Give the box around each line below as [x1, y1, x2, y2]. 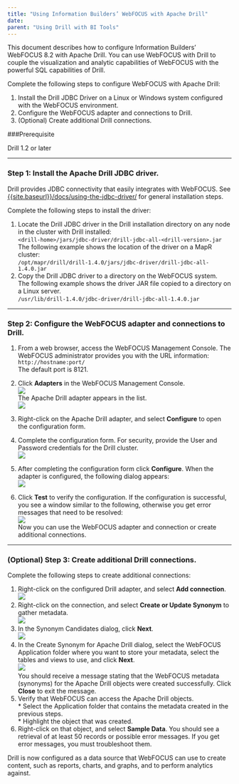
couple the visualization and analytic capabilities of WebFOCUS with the [7, 58, 219, 67]
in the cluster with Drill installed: [17, 227, 112, 236]
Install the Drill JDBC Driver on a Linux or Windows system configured [17, 93, 223, 102]
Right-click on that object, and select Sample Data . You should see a [17, 725, 220, 733]
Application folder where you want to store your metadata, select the [17, 648, 219, 656]
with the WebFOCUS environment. [17, 101, 119, 110]
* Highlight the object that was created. [17, 717, 133, 726]
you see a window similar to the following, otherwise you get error [17, 500, 212, 509]
